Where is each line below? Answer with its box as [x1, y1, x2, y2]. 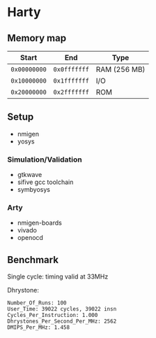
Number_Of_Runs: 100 [7, 300, 68, 307]
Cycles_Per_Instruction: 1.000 [7, 312, 98, 319]
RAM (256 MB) [95, 64, 146, 74]
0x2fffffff [53, 88, 89, 96]
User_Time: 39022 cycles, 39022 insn [7, 306, 117, 313]
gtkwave [17, 171, 42, 179]
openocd [17, 234, 44, 242]
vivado [17, 226, 37, 234]
